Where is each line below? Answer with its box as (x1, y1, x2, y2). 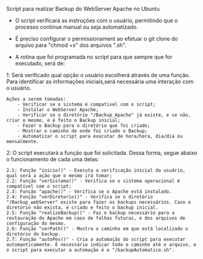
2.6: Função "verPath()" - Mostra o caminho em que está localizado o (6, 226, 188, 232)
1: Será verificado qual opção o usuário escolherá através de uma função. (6, 72, 190, 78)
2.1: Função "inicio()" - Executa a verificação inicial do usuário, (6, 167, 186, 173)
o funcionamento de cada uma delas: (6, 156, 99, 163)
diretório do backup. (6, 231, 61, 237)
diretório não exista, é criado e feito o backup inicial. (6, 204, 159, 210)
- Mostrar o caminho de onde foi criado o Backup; (17, 128, 148, 134)
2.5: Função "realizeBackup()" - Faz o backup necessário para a (6, 210, 175, 216)
